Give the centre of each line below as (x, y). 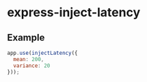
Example (26, 38)
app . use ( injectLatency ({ (42, 53)
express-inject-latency (74, 13)
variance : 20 (32, 66)
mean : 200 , (29, 59)
